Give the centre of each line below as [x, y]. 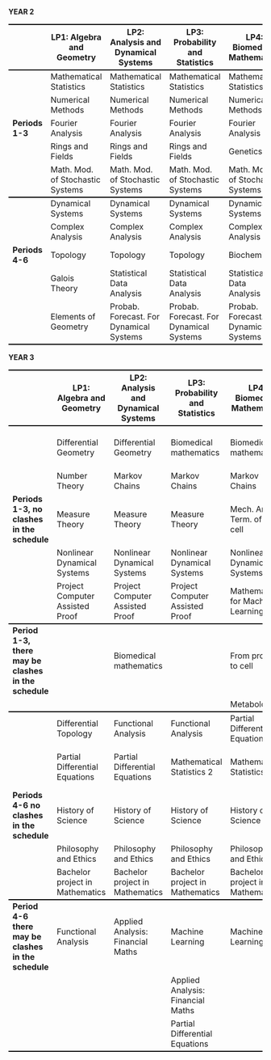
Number [72, 476]
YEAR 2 [21, 12]
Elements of [73, 317]
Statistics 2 [192, 772]
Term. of [246, 519]
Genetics [246, 151]
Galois [63, 278]
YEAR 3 [21, 357]
